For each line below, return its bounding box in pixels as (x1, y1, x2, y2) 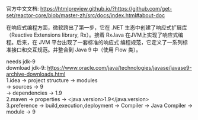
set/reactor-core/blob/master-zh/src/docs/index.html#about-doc (6, 12, 165, 19)
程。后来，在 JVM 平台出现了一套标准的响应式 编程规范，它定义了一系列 (6, 39, 183, 46)
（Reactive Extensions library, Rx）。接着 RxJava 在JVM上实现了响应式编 (6, 31, 184, 38)
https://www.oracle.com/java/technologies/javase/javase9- (47, 64, 192, 71)
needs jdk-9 (6, 58, 36, 65)
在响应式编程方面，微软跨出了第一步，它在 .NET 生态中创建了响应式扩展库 (6, 24, 187, 31)
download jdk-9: (6, 64, 46, 71)
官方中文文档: (6, 5, 40, 12)
